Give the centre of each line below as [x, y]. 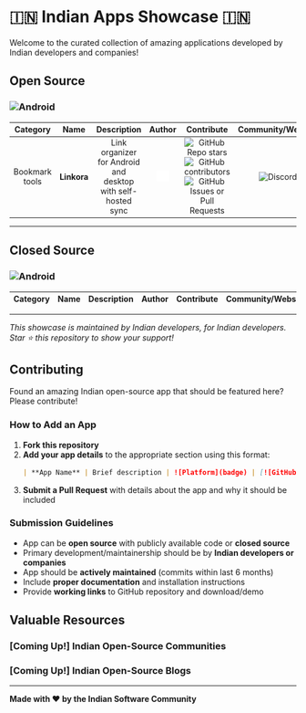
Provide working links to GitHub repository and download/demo [143, 592]
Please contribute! [44, 401]
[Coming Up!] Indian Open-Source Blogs [100, 671]
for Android [119, 163]
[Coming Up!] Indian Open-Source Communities [118, 646]
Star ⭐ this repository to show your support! [92, 337]
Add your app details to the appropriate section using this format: [146, 455]
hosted [119, 201]
